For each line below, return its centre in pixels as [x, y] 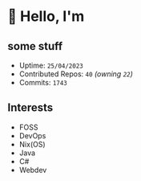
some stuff [35, 46]
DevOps [32, 135]
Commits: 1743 [43, 82]
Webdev [33, 170]
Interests [30, 108]
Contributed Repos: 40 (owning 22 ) [76, 74]
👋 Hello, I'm [46, 16]
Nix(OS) [32, 144]
